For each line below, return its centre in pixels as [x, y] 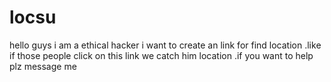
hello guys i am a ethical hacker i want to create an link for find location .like [165, 45]
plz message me [43, 66]
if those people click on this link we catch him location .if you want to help [161, 55]
